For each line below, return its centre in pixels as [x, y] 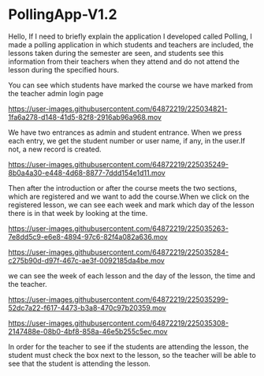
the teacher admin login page [56, 93]
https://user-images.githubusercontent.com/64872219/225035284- [119, 252]
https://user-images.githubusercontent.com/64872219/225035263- [118, 228]
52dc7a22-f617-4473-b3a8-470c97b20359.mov [87, 307]
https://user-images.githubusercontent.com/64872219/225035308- [119, 323]
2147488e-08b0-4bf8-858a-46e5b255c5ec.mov [88, 331]
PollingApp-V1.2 [63, 15]
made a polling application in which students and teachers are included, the [131, 44]
